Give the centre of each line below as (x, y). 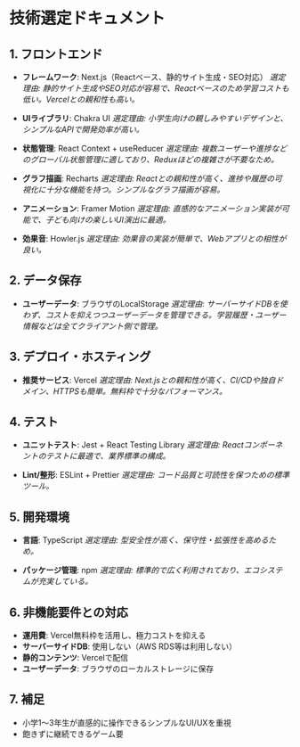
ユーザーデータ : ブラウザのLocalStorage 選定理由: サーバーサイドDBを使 (154, 303)
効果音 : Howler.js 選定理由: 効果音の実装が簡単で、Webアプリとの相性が (154, 238)
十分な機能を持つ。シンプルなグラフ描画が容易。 (135, 189)
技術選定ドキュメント (88, 18)
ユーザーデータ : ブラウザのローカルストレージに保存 (118, 669)
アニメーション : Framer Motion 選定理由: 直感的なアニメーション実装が (152, 209)
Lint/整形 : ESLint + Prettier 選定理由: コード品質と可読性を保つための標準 (156, 475)
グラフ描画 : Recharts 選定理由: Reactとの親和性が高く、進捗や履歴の (148, 178)
